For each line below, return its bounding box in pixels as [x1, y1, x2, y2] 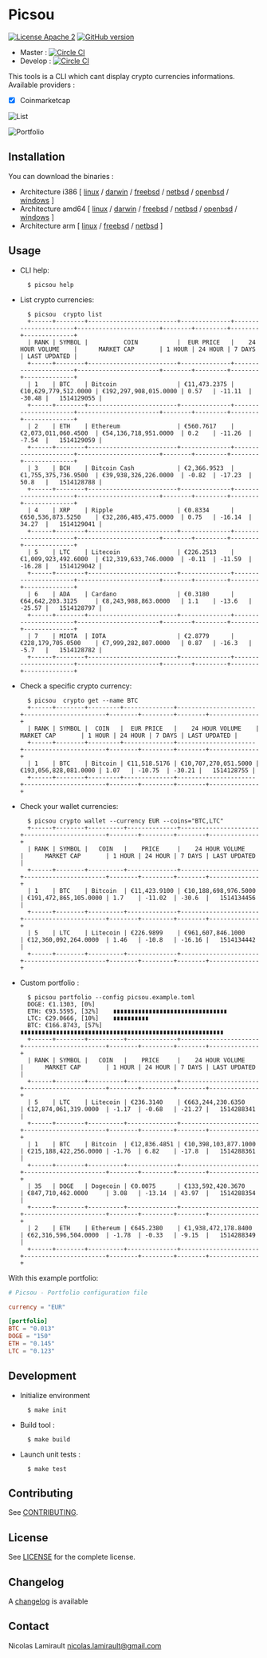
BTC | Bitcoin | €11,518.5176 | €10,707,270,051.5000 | [59, 759, 260, 767]
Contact [8, 1620, 49, 1633]
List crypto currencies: [19, 294, 94, 305]
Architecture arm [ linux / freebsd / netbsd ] [19, 221, 163, 230]
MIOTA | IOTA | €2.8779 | [59, 632, 235, 640]
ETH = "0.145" [8, 1340, 56, 1348]
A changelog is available [8, 1596, 88, 1606]
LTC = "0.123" [8, 1347, 56, 1355]
